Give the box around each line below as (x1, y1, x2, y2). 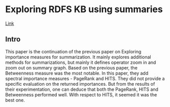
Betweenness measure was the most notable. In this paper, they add (5, 70, 149, 76)
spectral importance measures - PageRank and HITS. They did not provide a (5, 75, 165, 82)
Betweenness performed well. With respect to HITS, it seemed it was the (5, 91, 157, 97)
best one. (5, 97, 25, 103)
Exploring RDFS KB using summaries (5, 4, 163, 15)
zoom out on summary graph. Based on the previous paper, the (5, 64, 138, 70)
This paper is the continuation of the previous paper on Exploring (5, 48, 142, 54)
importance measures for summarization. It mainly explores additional (5, 54, 151, 60)
